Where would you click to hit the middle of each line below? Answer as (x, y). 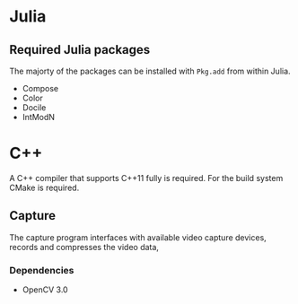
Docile (34, 108)
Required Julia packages (80, 50)
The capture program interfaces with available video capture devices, (138, 237)
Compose (40, 88)
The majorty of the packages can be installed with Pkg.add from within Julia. (150, 71)
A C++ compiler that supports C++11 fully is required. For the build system (146, 178)
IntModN (39, 117)
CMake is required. (44, 187)
